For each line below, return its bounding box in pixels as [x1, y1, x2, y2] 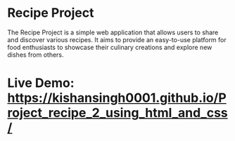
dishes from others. [7, 51, 65, 59]
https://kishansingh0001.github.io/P [7, 90, 227, 106]
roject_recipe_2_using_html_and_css [7, 105, 229, 121]
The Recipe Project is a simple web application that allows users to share [7, 28, 219, 36]
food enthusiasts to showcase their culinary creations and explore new [7, 43, 212, 51]
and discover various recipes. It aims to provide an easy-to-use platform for [7, 35, 227, 43]
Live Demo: [7, 75, 75, 91]
